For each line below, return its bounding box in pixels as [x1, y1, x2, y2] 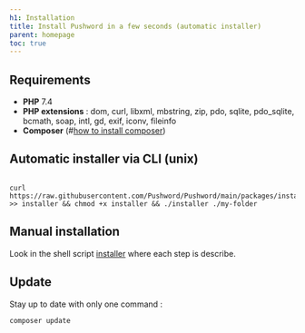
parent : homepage [9, 30, 75, 39]
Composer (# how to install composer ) [22, 125, 166, 136]
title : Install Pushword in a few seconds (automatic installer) [9, 22, 261, 31]
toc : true [9, 38, 47, 48]
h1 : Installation [9, 13, 75, 23]
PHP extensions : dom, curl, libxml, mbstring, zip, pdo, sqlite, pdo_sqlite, [22, 106, 295, 117]
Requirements [9, 72, 91, 87]
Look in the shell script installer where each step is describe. [9, 248, 236, 259]
